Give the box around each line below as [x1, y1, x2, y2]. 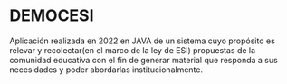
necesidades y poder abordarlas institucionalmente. [9, 64, 204, 75]
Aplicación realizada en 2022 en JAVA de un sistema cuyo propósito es [9, 35, 276, 46]
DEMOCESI [9, 5, 94, 26]
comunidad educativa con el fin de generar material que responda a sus [9, 54, 278, 65]
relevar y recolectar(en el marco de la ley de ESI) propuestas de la [9, 44, 256, 55]
